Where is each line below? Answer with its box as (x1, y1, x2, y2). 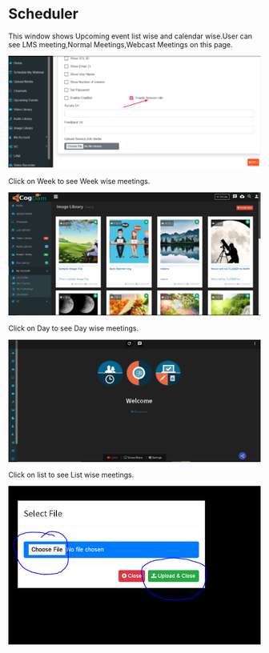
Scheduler (8, 5, 78, 23)
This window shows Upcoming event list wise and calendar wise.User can (8, 31, 253, 41)
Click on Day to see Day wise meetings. (8, 323, 139, 333)
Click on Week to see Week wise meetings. (8, 177, 151, 186)
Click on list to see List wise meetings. (8, 470, 134, 480)
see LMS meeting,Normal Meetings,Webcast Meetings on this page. (8, 39, 234, 49)
